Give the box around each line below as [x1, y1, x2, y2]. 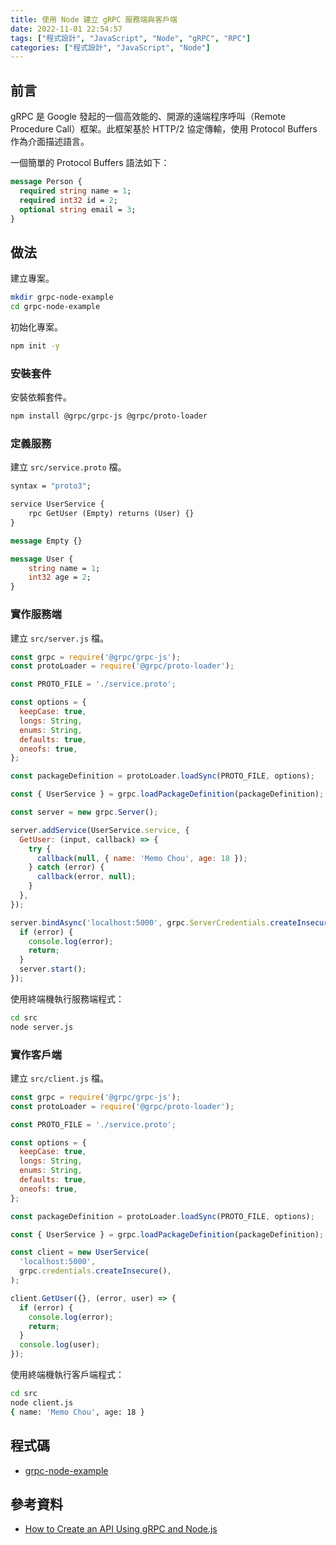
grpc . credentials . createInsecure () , [19, 1266, 172, 1276]
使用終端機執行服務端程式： [10, 992, 125, 1005]
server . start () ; [19, 964, 87, 975]
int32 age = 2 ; [28, 572, 92, 583]
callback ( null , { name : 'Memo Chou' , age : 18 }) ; [36, 853, 248, 863]
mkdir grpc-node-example [10, 292, 114, 303]
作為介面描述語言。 [10, 136, 90, 148]
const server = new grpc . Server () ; [10, 807, 159, 818]
